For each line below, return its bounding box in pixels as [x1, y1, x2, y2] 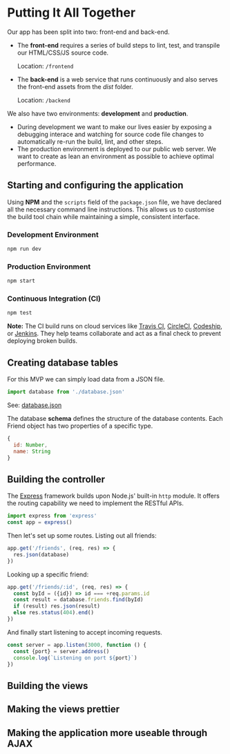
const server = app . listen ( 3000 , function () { [7, 641, 147, 648]
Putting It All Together [7, 5, 136, 21]
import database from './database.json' [7, 388, 126, 395]
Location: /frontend [17, 62, 74, 70]
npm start [7, 278, 36, 285]
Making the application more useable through [7, 727, 208, 739]
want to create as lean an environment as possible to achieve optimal [17, 152, 214, 160]
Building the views [7, 679, 88, 692]
